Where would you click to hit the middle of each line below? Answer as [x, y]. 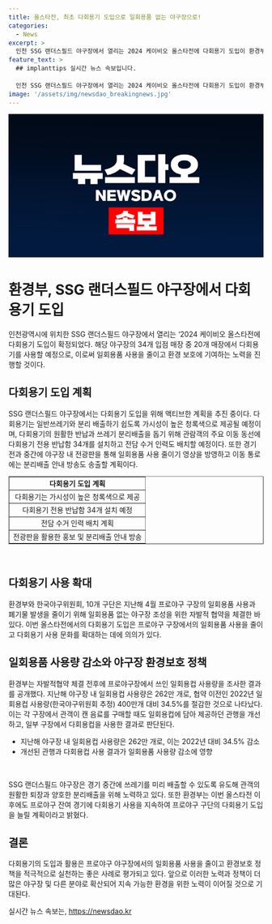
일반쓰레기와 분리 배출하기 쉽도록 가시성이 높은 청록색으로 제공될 [138, 423]
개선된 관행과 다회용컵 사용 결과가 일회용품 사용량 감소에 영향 [116, 751]
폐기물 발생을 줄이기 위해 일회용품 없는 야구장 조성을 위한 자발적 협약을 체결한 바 [135, 614]
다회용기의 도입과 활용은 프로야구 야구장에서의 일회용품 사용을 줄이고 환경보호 [131, 864]
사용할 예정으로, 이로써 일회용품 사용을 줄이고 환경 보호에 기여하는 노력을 [138, 354]
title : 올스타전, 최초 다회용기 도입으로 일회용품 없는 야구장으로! [105, 17]
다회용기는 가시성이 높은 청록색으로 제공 [77, 496]
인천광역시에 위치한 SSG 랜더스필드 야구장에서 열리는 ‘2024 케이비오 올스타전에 [134, 334]
